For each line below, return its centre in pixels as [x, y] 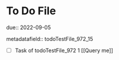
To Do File [31, 11]
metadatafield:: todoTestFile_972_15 [50, 39]
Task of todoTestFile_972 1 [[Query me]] [64, 50]
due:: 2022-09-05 [28, 27]
